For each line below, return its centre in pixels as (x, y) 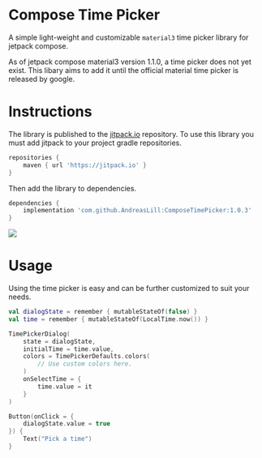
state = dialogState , (59, 341)
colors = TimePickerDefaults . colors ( (87, 357)
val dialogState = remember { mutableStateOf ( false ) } (103, 312)
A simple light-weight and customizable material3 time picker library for (129, 37)
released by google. (42, 79)
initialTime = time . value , (69, 349)
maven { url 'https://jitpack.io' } (85, 165)
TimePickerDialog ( (39, 334)
